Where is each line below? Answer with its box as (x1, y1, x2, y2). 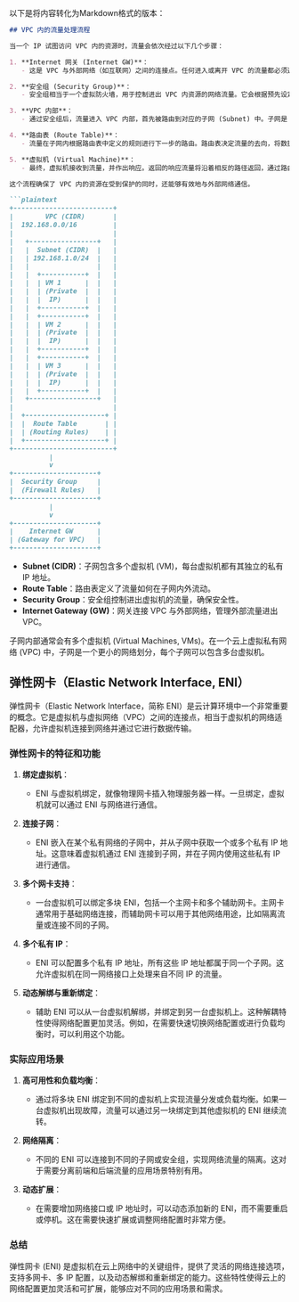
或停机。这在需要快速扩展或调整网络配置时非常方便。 (35, 1215, 231, 1225)
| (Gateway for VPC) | (9, 536, 101, 545)
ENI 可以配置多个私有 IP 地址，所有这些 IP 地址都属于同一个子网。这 (35, 957, 285, 969)
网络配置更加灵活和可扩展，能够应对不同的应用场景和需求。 (9, 1282, 228, 1294)
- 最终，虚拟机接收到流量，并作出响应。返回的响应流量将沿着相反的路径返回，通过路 (20, 163, 287, 172)
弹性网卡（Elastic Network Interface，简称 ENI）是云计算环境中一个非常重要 (9, 700, 288, 711)
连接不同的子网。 (51, 920, 114, 930)
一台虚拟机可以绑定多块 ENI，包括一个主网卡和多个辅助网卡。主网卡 (35, 897, 285, 908)
